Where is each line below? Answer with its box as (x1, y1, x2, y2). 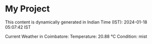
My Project (5, 3, 50, 14)
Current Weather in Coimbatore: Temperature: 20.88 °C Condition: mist (5, 33, 147, 39)
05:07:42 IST (5, 24, 31, 30)
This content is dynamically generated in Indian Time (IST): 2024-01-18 (5, 19, 148, 25)
